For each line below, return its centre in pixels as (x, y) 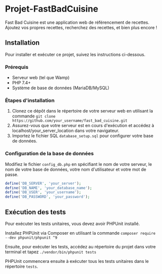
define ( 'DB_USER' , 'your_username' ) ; (43, 193)
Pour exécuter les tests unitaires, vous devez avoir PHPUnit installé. (73, 224)
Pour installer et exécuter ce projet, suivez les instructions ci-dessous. (75, 54)
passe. (12, 174)
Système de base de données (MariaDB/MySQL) (61, 88)
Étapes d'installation (30, 100)
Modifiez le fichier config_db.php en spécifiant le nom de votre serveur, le (79, 164)
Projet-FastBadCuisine (52, 9)
